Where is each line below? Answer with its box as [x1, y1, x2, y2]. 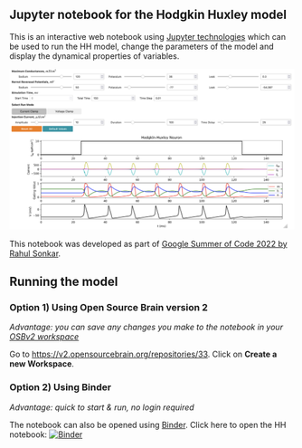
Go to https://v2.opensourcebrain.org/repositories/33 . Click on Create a [9, 348, 278, 360]
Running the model [9, 274, 118, 290]
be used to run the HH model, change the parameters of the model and [9, 41, 274, 52]
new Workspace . [9, 358, 75, 369]
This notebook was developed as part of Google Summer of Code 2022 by [9, 238, 288, 249]
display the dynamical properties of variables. [9, 50, 180, 62]
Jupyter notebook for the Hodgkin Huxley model [9, 7, 288, 23]
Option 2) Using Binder [9, 381, 111, 394]
